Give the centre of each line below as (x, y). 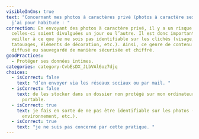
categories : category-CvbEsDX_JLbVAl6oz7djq (62, 67)
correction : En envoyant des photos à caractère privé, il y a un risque (99, 28)
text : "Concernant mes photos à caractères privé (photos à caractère (95, 17)
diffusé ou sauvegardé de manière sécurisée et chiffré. (83, 50)
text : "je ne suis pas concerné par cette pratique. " (86, 127)
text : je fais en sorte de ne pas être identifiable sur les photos (103, 111)
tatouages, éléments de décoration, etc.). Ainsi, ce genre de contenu (102, 45)
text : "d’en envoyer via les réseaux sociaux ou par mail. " (94, 83)
